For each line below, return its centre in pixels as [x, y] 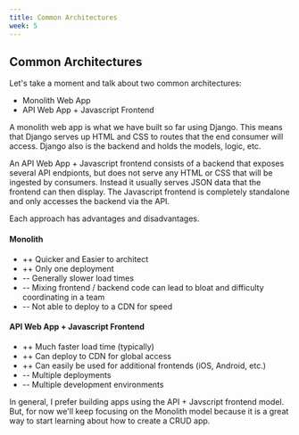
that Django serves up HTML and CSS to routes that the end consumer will [146, 137]
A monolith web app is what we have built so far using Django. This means [146, 127]
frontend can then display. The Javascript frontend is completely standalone [149, 192]
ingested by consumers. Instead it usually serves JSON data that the [135, 183]
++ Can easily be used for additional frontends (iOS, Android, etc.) [144, 365]
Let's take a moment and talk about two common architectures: [126, 83]
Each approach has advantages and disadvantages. [104, 218]
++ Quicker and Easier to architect [85, 259]
